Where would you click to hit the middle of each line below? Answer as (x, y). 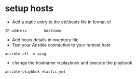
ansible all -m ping (26, 54)
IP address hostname (33, 31)
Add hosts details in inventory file (45, 40)
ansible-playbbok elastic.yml (35, 71)
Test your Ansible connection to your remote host (61, 45)
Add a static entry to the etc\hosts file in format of (62, 22)
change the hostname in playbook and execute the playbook (72, 63)
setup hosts (29, 8)
